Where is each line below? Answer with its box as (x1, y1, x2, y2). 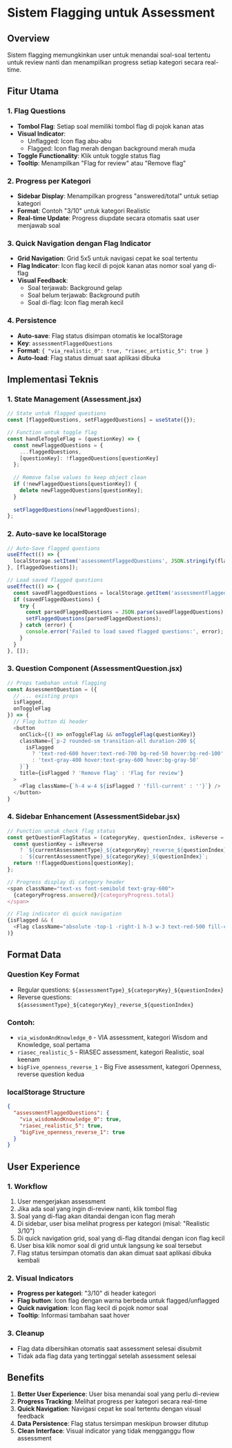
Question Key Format (7, 969, 79, 979)
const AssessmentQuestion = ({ (7, 686, 97, 693)
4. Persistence (7, 316, 57, 325)
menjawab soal (17, 221, 61, 229)
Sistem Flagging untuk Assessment (7, 5, 215, 21)
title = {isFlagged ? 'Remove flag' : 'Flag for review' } (19, 770, 184, 777)
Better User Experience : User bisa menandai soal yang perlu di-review (17, 1390, 220, 1398)
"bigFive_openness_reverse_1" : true (19, 1129, 126, 1136)
